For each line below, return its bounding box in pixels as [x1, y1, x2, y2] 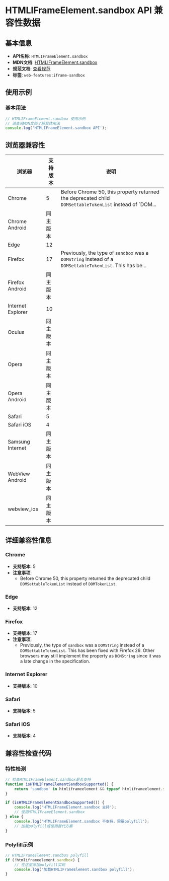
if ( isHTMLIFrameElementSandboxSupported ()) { [5, 800, 105, 805]
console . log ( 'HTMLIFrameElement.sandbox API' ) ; [5, 125, 107, 131]
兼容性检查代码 [5, 749, 52, 758]
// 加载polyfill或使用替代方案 [14, 824, 73, 829]
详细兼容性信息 [5, 536, 52, 544]
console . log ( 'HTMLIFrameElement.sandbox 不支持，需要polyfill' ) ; [14, 819, 149, 824]
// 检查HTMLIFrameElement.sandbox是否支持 [5, 777, 91, 782]
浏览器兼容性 [5, 140, 45, 149]
